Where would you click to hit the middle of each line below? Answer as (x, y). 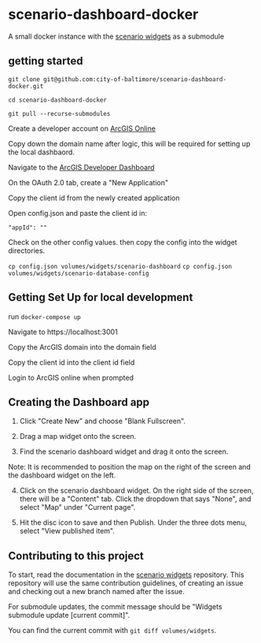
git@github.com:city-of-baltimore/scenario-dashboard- (134, 79)
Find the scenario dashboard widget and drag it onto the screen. (124, 452)
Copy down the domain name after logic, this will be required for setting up (129, 143)
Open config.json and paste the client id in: (78, 213)
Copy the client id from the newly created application (94, 198)
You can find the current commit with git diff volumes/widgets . (112, 630)
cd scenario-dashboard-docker (58, 100)
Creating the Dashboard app (79, 402)
